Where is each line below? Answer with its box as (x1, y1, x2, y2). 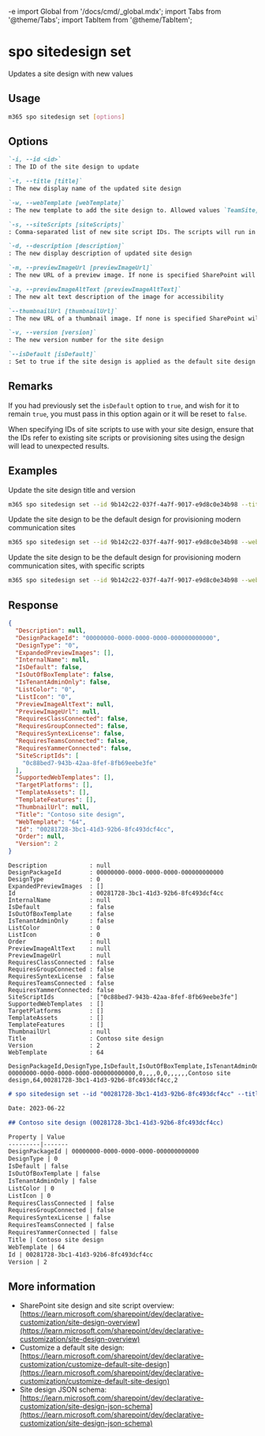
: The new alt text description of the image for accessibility (8, 293, 224, 301)
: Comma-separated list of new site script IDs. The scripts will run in (8, 228, 256, 236)
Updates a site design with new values (8, 69, 133, 78)
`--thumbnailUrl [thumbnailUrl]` (8, 307, 118, 315)
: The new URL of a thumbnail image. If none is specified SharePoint (8, 314, 245, 323)
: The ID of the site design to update (8, 163, 140, 171)
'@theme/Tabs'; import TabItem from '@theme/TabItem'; (8, 15, 192, 25)
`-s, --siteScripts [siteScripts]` (8, 221, 125, 229)
